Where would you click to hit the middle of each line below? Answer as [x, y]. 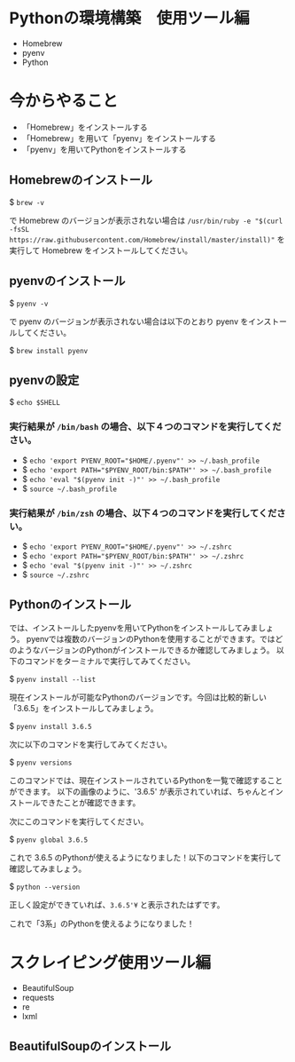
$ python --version [45, 886]
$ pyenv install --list [53, 678]
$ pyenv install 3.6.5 [50, 725]
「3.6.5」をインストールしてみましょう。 [84, 708]
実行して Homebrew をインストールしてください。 [101, 250]
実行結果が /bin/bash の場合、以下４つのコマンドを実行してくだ [145, 427]
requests [38, 997]
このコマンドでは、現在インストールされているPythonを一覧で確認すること [146, 780]
